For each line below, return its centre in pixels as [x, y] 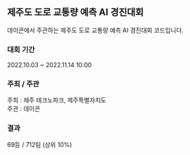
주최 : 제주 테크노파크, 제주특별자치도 [57, 100]
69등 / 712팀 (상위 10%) [40, 144]
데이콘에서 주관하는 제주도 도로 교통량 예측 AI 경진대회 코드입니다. [95, 30]
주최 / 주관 [23, 84]
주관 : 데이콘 [24, 109]
